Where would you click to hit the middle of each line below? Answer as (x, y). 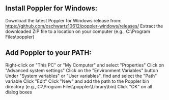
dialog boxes (19, 92)
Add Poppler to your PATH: (48, 53)
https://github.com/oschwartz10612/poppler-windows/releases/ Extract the (84, 26)
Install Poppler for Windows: (51, 8)
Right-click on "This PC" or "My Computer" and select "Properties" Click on (85, 65)
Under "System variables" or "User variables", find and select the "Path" (81, 76)
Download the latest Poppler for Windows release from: (63, 20)
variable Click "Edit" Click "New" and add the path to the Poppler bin (77, 81)
